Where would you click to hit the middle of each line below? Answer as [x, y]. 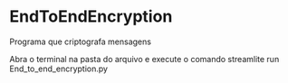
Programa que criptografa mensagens [81, 41]
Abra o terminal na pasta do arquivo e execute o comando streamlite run [144, 59]
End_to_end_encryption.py [59, 69]
